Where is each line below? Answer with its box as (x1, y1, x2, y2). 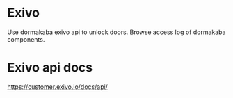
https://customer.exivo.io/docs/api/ (7, 82, 108, 91)
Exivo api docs (7, 60, 93, 76)
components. (7, 35, 45, 43)
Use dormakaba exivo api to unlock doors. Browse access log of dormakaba (7, 28, 226, 36)
